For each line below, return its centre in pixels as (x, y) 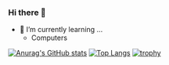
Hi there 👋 (27, 13)
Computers (49, 38)
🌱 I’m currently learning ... (61, 30)
